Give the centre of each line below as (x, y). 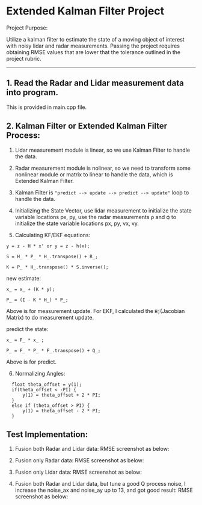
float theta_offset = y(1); (47, 384)
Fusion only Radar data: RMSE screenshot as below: (79, 460)
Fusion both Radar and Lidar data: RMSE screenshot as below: (92, 449)
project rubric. (24, 58)
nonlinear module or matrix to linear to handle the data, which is (94, 174)
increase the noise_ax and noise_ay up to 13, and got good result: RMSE (104, 490)
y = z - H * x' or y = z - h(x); (48, 246)
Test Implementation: (47, 434)
